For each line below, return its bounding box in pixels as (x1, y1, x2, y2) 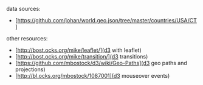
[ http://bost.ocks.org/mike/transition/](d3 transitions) (15, 53, 148, 60)
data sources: (6, 5, 41, 12)
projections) (15, 66, 46, 73)
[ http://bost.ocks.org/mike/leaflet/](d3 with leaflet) (15, 46, 142, 54)
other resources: (6, 35, 48, 42)
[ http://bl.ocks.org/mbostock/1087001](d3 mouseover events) (15, 72, 170, 79)
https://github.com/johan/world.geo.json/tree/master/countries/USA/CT (17, 17, 198, 24)
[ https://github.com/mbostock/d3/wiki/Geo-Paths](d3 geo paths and (15, 60, 187, 66)
